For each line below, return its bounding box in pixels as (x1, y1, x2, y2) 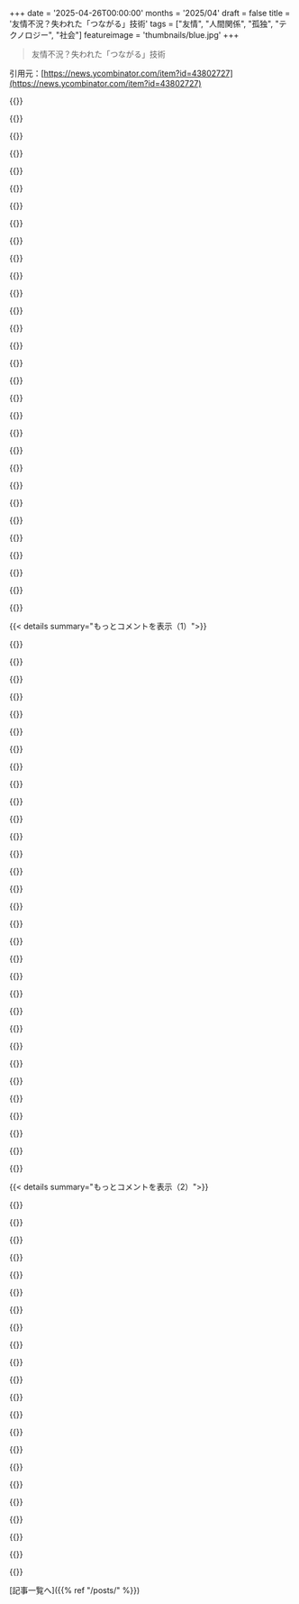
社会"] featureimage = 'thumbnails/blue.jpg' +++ (59, 30, 240, 40)
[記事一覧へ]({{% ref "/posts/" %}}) (9, 1585, 140, 1595)
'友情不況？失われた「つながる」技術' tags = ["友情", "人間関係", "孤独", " (9, 18, 279, 29)
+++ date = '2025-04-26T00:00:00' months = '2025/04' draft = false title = (9, 8, 291, 18)
